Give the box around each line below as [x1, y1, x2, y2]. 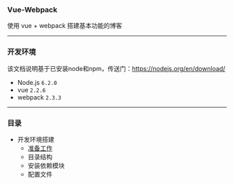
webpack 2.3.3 [17, 92, 61, 102]
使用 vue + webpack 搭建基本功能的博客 [7, 22, 123, 30]
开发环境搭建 [17, 135, 54, 143]
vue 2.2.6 [17, 86, 46, 94]
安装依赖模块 [27, 161, 65, 170]
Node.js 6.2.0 [17, 78, 58, 86]
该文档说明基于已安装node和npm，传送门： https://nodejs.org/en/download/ [7, 64, 226, 72]
